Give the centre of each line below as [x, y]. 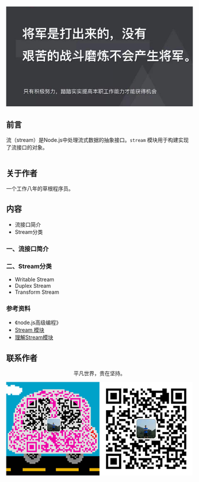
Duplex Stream [33, 286]
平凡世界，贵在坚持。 [99, 373]
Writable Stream [34, 280]
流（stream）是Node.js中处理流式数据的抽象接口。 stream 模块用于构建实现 [97, 140]
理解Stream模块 [34, 337]
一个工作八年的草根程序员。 [40, 189]
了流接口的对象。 [27, 148]
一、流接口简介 [28, 249]
